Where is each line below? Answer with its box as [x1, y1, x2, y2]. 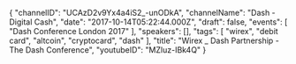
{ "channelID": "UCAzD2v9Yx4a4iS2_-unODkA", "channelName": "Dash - [9, 8, 276, 18]
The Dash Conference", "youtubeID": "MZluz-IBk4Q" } [9, 45, 207, 55]
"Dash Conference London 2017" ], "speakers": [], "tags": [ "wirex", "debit [9, 26, 278, 36]
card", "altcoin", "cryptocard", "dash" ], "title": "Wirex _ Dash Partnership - [9, 35, 280, 46]
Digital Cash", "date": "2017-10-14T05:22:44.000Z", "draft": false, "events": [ [9, 17, 288, 27]
